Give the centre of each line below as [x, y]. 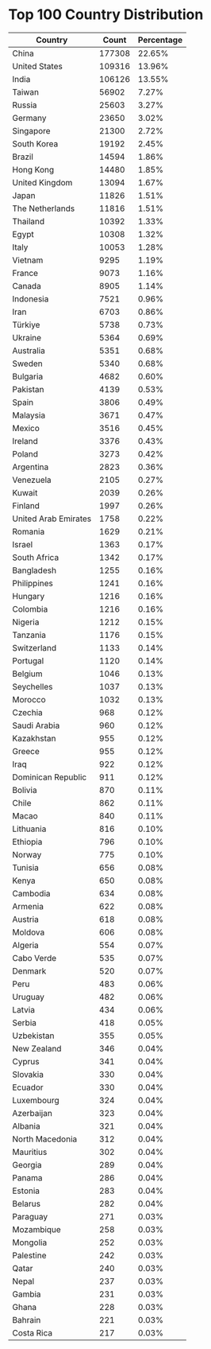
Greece [26, 751]
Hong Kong [33, 169]
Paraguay [30, 1216]
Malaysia [29, 415]
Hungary [29, 596]
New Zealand [37, 1048]
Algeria [26, 945]
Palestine [29, 1255]
